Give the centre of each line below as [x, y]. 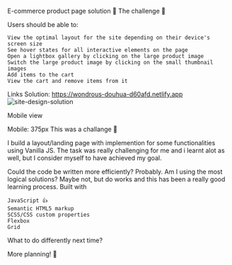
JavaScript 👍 [28, 201]
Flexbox [19, 221]
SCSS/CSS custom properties [49, 215]
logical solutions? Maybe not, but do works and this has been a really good [116, 179]
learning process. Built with [47, 187]
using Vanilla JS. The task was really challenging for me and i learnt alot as [116, 150]
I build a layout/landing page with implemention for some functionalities [111, 143]
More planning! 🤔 [32, 254]
